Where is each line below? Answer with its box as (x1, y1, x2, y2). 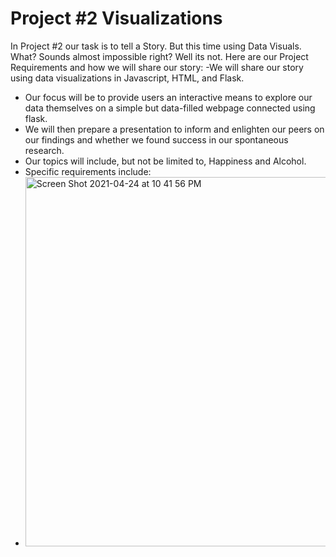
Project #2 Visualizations (10, 7, 223, 30)
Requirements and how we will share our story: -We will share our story (10, 61, 304, 73)
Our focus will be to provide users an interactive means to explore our (24, 91, 313, 103)
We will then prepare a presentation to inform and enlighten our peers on (24, 123, 325, 135)
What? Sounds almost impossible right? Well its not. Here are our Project (10, 50, 309, 62)
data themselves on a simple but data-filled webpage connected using (24, 102, 316, 114)
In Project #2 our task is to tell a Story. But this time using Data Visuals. (10, 40, 302, 52)
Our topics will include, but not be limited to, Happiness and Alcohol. (24, 155, 307, 167)
